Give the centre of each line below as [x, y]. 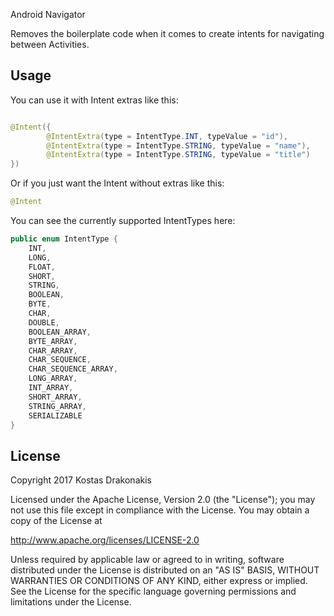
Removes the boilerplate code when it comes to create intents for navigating [167, 33]
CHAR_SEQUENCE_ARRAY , [73, 369]
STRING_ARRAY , [57, 406]
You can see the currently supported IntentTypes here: [123, 221]
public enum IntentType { [64, 239]
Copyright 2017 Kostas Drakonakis [81, 480]
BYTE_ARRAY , [53, 341]
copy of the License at [56, 521]
